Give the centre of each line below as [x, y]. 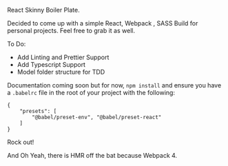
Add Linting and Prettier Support [63, 57]
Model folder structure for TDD [61, 72]
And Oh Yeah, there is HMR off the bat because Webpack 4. [92, 155]
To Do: [17, 44]
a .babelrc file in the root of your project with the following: [91, 93]
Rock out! [21, 142]
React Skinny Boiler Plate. [44, 10]
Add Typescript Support [51, 64]
